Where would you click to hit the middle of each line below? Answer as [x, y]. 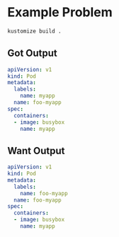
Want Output [36, 150]
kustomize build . [34, 31]
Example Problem [60, 12]
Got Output [33, 53]
